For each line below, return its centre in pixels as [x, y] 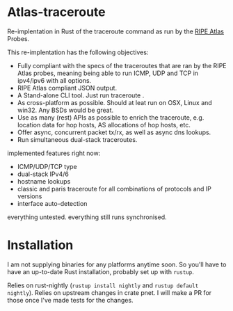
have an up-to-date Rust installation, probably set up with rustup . [101, 271]
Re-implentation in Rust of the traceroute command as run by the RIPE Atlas [116, 31]
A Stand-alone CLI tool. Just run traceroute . [81, 95]
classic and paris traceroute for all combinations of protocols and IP [114, 189]
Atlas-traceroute [56, 12]
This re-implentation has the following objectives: [78, 52]
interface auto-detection [52, 203]
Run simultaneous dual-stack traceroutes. [77, 139]
